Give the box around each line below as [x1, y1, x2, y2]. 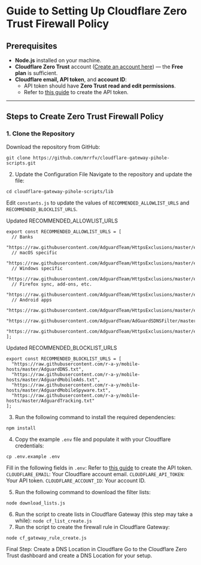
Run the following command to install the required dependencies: [14, 413, 176, 420]
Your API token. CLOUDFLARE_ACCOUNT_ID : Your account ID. [6, 477, 146, 484]
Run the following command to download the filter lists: [14, 488, 151, 495]
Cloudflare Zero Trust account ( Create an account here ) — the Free [14, 63, 184, 70]
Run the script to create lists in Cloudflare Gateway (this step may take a [14, 510, 193, 518]
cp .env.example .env [6, 453, 60, 459]
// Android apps [11, 297, 52, 303]
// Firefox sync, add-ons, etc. [11, 281, 93, 287]
